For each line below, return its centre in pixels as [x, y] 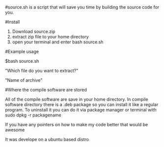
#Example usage [22, 52]
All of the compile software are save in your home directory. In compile [77, 99]
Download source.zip [34, 31]
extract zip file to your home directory [51, 37]
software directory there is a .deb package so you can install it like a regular [82, 105]
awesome [15, 130]
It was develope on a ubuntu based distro [47, 139]
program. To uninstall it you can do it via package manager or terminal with [81, 110]
